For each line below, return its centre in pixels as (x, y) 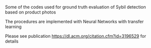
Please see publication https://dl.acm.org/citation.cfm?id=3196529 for (76, 36)
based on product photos (31, 12)
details (12, 41)
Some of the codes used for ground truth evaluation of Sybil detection (75, 7)
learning (13, 27)
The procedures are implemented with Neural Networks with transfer (75, 22)
